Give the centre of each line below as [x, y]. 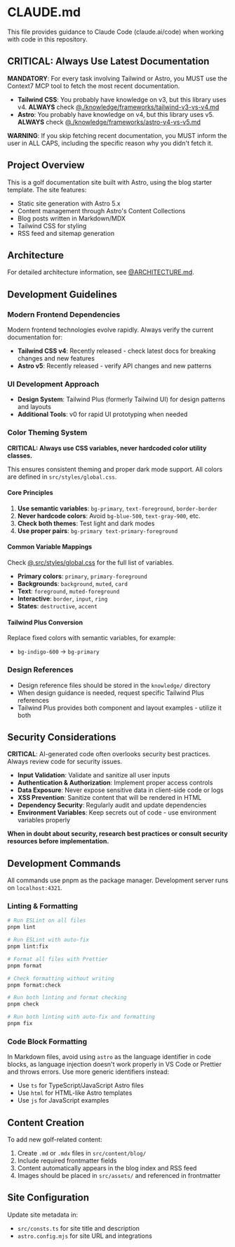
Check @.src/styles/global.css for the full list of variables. [90, 563]
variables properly [44, 820]
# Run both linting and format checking [67, 998]
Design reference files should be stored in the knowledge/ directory [114, 685]
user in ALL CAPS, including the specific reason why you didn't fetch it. [110, 143]
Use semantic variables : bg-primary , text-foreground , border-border [117, 508]
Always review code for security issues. [65, 762]
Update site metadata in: [43, 1215]
